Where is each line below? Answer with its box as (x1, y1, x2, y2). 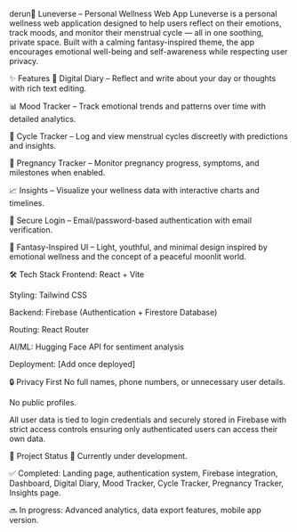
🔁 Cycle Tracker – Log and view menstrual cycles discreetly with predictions (9, 131, 289, 142)
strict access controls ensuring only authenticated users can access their (9, 424, 278, 434)
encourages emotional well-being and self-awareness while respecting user (9, 46, 288, 57)
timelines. (9, 198, 45, 209)
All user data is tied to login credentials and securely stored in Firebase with (9, 414, 287, 425)
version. (9, 515, 39, 525)
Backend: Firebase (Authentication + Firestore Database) (9, 307, 218, 317)
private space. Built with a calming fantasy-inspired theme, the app (9, 37, 255, 47)
